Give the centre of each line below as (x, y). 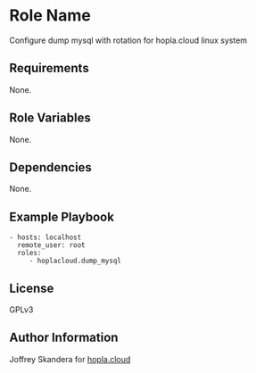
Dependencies (50, 167)
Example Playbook (62, 216)
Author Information (64, 338)
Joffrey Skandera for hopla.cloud (70, 359)
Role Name (50, 16)
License (32, 288)
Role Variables (50, 118)
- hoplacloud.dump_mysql (75, 261)
